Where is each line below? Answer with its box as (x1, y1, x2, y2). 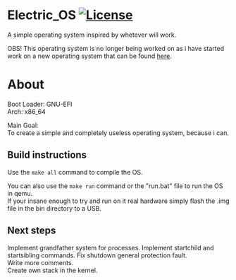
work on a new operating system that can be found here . (7, 52, 173, 60)
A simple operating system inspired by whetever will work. (7, 30, 177, 39)
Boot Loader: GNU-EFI (7, 100, 73, 108)
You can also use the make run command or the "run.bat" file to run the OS (7, 181, 223, 190)
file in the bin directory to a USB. (7, 204, 102, 212)
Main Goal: (7, 121, 39, 129)
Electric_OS (7, 7, 76, 23)
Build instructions (7, 149, 87, 161)
